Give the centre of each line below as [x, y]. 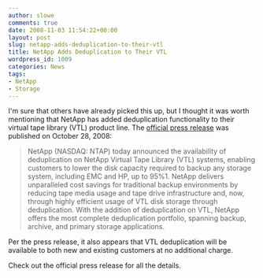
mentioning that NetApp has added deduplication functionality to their [121, 120]
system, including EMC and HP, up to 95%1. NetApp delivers [126, 176]
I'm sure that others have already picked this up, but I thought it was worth [129, 111]
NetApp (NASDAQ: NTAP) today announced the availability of [127, 151]
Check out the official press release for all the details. [94, 265]
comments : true [33, 23]
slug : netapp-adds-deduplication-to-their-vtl [86, 45]
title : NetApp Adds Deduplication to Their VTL [88, 52]
